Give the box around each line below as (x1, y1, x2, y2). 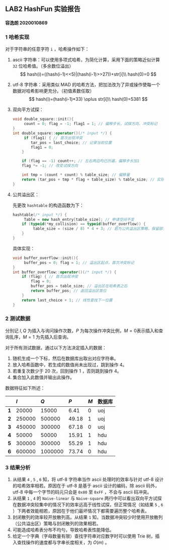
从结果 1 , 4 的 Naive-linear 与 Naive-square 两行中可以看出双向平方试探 (12, 496, 162, 502)
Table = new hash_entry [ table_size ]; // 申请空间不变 (24, 217, 135, 222)
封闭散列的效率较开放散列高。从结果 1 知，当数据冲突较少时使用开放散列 (12, 514, 163, 520)
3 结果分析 (5, 464, 31, 471)
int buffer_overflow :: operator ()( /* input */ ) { (12, 269, 117, 275)
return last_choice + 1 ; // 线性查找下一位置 (22, 297, 113, 302)
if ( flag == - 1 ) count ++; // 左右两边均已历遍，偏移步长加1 (22, 158, 140, 164)
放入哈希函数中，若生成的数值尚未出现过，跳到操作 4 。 (12, 361, 127, 368)
